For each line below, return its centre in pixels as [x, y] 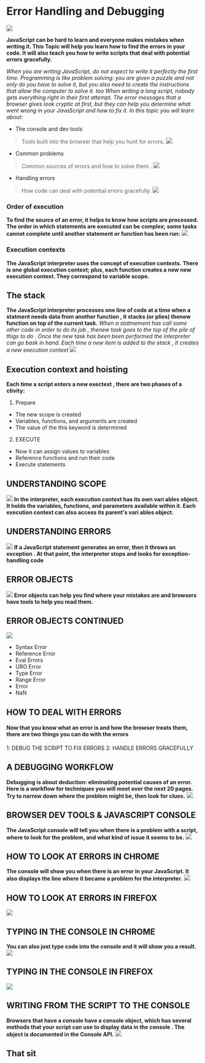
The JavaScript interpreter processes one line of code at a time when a [99, 310]
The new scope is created [48, 415]
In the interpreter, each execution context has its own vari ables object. [106, 499]
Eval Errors [29, 660]
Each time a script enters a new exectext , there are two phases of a [94, 384]
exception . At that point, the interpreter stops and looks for [84, 553]
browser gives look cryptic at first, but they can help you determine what [99, 104]
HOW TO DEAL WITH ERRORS [64, 712]
